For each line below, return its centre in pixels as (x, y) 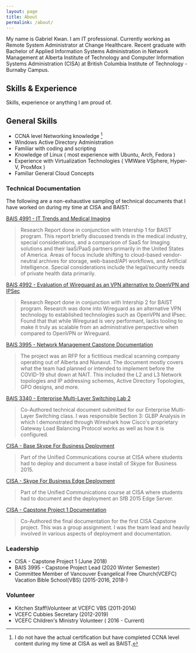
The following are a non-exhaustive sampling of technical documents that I (96, 201)
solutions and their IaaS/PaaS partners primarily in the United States (102, 248)
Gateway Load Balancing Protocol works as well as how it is (92, 428)
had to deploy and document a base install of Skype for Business (98, 463)
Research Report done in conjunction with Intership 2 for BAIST (97, 302)
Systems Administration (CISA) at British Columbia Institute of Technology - (97, 64)
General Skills (32, 121)
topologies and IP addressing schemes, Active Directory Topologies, (102, 381)
